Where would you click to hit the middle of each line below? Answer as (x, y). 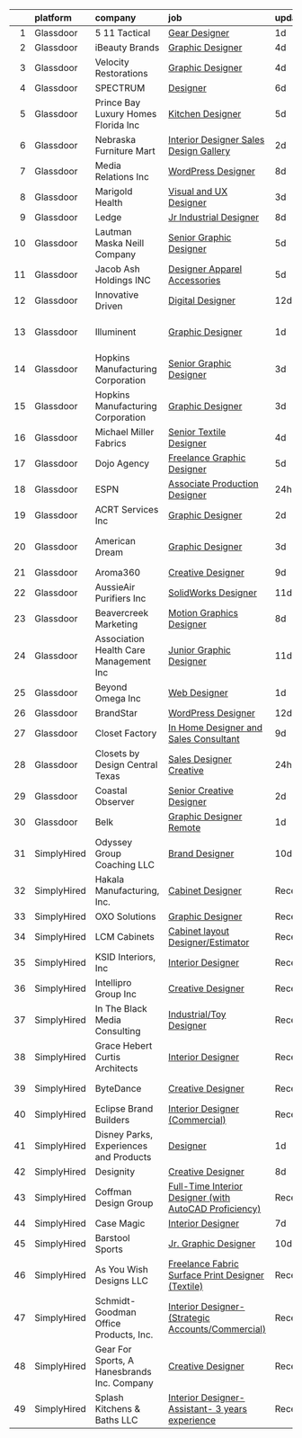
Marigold (114, 191)
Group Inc (116, 994)
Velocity (112, 62)
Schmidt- (115, 1301)
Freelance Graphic (207, 458)
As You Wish (121, 1269)
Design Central (126, 765)
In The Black (121, 1009)
